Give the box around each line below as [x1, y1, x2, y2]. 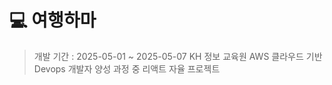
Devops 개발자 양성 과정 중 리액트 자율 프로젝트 [33, 62, 221, 75]
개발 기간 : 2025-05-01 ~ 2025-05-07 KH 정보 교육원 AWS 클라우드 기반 [33, 50, 323, 62]
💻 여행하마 [9, 9, 97, 32]
